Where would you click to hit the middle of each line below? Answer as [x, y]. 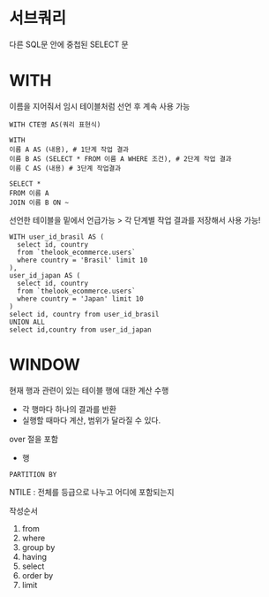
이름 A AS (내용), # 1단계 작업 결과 [69, 149]
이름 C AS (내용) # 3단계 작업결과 [65, 168]
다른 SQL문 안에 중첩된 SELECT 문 [69, 44]
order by [37, 575]
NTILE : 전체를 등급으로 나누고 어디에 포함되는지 [92, 492]
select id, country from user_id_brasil [85, 314]
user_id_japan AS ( [45, 275]
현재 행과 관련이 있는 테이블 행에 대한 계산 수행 [89, 390]
